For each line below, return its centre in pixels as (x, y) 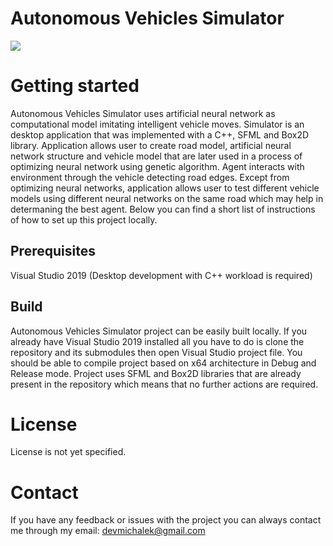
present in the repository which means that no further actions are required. (164, 384)
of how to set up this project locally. (84, 219)
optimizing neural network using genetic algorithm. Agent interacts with (157, 166)
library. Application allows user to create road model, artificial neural (151, 145)
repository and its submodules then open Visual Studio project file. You (156, 352)
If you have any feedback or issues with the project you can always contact (166, 520)
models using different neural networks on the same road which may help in (167, 198)
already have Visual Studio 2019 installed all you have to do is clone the (157, 341)
